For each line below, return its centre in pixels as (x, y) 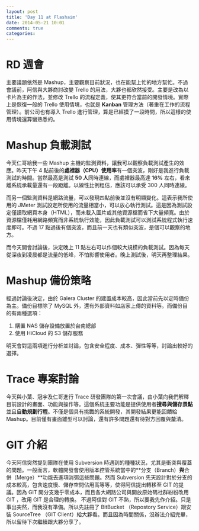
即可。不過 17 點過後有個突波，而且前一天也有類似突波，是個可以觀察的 (98, 227)
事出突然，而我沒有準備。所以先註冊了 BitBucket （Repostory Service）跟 (96, 507)
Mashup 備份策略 (49, 281)
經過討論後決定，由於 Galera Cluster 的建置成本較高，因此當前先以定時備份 (98, 298)
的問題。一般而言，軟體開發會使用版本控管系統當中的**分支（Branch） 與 (95, 470)
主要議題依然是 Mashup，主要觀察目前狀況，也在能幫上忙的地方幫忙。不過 (97, 82)
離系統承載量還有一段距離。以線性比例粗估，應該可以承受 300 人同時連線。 (98, 185)
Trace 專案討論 (43, 379)
